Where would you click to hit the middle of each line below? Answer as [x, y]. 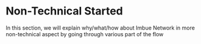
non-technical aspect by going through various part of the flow [85, 34]
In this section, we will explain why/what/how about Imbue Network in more [100, 28]
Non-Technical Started [64, 11]
